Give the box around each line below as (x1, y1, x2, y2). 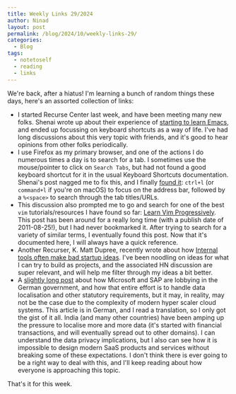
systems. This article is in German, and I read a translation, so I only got (17, 306, 226, 314)
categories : (7, 37, 42, 44)
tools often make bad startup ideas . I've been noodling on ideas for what (17, 253, 230, 262)
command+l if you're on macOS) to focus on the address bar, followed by (17, 185, 225, 194)
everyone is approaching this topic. (17, 366, 121, 374)
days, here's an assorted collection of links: (7, 96, 134, 105)
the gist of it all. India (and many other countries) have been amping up (17, 313, 225, 322)
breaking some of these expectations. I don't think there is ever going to (17, 351, 228, 359)
